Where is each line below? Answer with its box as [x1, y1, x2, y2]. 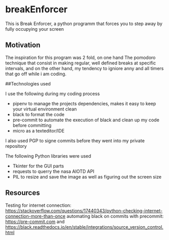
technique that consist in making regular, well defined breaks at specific [5, 60, 156, 66]
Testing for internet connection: [5, 202, 72, 208]
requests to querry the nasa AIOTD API [12, 168, 95, 174]
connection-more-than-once [5, 213, 66, 219]
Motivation [5, 41, 41, 50]
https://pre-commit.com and [5, 219, 65, 225]
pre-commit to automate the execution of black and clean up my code [12, 117, 159, 123]
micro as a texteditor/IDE [12, 127, 65, 134]
